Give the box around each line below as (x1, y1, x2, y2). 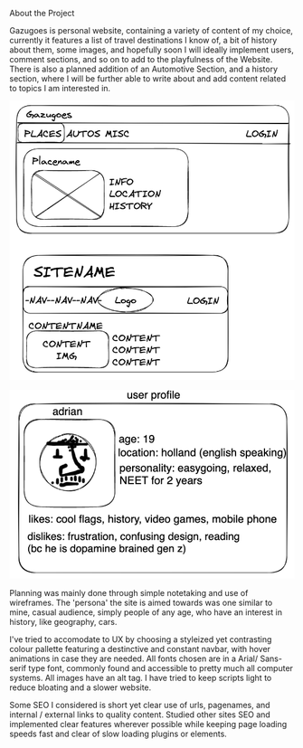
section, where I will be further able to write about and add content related (9, 73, 287, 84)
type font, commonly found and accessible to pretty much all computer (28, 663, 294, 674)
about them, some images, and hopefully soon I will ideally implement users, (9, 44, 294, 55)
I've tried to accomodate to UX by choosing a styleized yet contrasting (9, 634, 272, 645)
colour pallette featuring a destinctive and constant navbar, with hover (9, 644, 271, 655)
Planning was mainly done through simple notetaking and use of (9, 588, 249, 599)
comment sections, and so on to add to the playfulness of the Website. (9, 54, 273, 64)
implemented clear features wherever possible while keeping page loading (9, 719, 288, 730)
